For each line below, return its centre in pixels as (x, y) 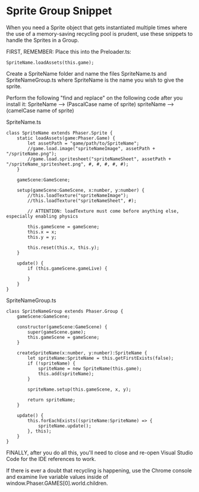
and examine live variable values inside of (57, 477)
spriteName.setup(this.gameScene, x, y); (80, 389)
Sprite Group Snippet (59, 11)
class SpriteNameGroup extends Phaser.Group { (65, 311)
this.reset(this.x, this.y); (64, 247)
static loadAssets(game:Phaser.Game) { (66, 138)
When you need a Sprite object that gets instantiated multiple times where (97, 27)
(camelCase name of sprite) (40, 110)
